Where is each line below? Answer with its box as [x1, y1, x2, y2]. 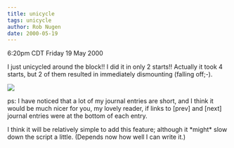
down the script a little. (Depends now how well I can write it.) [7, 133, 186, 141]
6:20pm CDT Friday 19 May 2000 [7, 49, 103, 58]
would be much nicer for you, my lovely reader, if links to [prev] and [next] [7, 105, 222, 113]
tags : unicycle [7, 17, 52, 24]
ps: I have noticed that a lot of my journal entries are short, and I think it [7, 97, 214, 105]
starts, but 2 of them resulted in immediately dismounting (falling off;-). [7, 70, 213, 79]
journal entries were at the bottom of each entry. [7, 112, 148, 120]
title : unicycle [7, 10, 55, 18]
